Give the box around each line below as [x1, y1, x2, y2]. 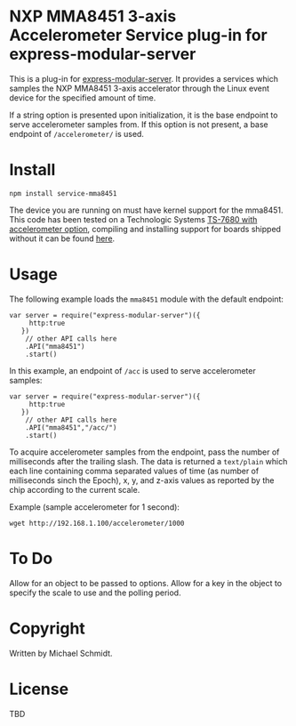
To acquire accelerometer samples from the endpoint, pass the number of [9, 447, 280, 457]
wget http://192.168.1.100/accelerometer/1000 [9, 519, 185, 528]
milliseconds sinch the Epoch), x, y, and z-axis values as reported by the [9, 474, 275, 486]
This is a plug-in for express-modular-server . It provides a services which [9, 73, 278, 84]
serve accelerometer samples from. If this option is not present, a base [9, 118, 268, 130]
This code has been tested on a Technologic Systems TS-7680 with [9, 214, 258, 224]
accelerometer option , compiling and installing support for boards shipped [9, 223, 282, 234]
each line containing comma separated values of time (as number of [9, 465, 260, 476]
